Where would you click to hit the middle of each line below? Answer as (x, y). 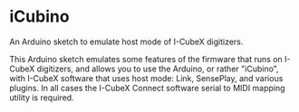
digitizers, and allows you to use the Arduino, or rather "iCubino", (158, 69)
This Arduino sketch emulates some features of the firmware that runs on (146, 59)
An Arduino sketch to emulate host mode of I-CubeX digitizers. (126, 42)
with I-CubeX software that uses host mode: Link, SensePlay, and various (146, 78)
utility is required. (42, 98)
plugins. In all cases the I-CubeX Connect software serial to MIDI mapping (147, 88)
